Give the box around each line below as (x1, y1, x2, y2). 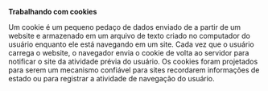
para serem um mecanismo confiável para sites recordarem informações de (8, 65, 260, 75)
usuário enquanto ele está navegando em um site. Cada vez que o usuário (8, 39, 255, 49)
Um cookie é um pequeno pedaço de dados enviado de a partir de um (8, 23, 241, 31)
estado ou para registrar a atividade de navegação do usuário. (8, 74, 215, 83)
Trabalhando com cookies (8, 7, 97, 16)
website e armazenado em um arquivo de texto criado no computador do (8, 31, 251, 40)
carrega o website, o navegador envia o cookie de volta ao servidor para (8, 48, 249, 57)
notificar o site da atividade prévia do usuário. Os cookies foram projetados (8, 56, 258, 66)
